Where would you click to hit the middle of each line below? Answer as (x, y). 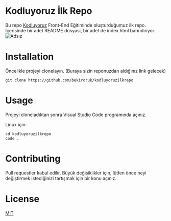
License (22, 199)
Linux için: (16, 124)
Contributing (33, 159)
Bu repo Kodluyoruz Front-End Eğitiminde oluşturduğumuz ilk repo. (76, 25)
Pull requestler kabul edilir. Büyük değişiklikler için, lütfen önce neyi (76, 173)
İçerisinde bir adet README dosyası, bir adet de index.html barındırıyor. (80, 30)
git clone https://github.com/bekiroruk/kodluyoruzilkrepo (69, 80)
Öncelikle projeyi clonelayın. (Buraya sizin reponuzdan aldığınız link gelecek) (86, 71)
